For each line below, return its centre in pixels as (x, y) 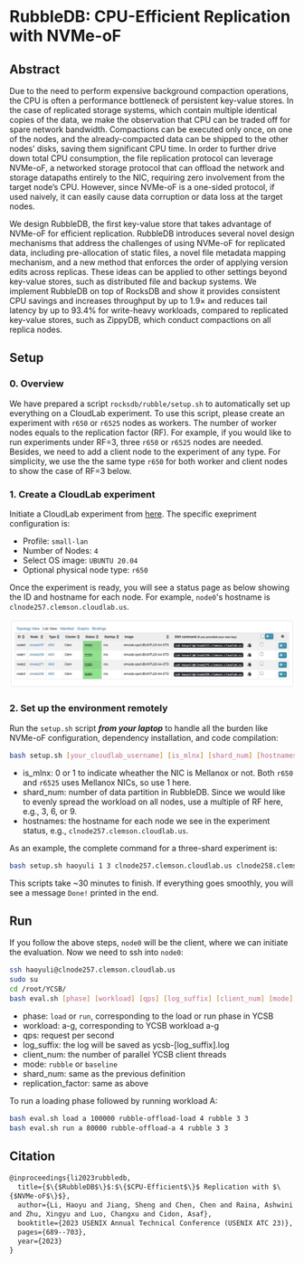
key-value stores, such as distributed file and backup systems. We (133, 281)
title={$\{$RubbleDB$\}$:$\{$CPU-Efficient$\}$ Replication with (143, 1187)
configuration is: (40, 523)
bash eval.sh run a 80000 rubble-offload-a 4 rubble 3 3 (119, 1128)
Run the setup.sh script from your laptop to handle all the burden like (139, 728)
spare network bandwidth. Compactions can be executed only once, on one (151, 129)
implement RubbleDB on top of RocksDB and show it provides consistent (145, 291)
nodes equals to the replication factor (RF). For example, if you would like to (151, 432)
